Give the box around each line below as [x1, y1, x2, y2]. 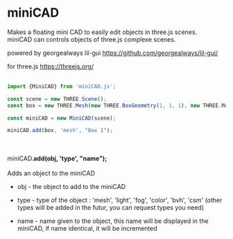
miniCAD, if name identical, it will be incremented [17, 224, 157, 233]
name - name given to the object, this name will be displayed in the [17, 217, 209, 225]
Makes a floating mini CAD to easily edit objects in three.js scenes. [7, 28, 198, 36]
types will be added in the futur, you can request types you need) [17, 204, 205, 212]
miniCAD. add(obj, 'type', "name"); [7, 154, 107, 163]
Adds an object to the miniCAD [7, 169, 96, 178]
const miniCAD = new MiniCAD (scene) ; [7, 115, 116, 122]
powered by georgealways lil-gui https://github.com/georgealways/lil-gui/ [7, 49, 218, 57]
